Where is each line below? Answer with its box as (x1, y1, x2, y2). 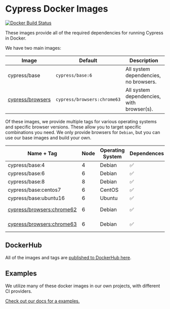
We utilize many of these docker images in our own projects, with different (5, 283, 160, 289)
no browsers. (125, 78, 157, 85)
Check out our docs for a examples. (5, 298, 80, 304)
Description (129, 57, 158, 64)
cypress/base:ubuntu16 (8, 194, 65, 201)
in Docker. (5, 35, 27, 41)
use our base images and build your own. (5, 134, 92, 141)
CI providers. (5, 288, 32, 294)
